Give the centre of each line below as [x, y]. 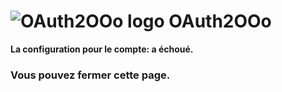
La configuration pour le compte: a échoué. [102, 49]
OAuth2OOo [220, 21]
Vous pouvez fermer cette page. [90, 75]
